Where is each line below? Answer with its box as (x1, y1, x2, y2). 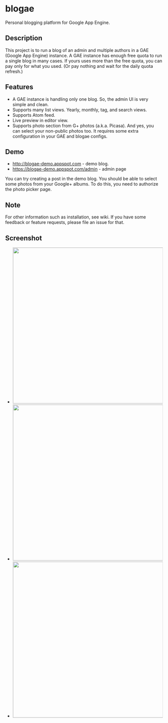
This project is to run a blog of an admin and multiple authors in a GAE (5, 47, 149, 53)
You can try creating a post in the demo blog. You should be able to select (5, 176, 157, 182)
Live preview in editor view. (12, 117, 69, 123)
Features (5, 83, 33, 91)
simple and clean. (12, 101, 49, 107)
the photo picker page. (5, 186, 52, 192)
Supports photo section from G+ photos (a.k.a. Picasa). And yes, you (12, 123, 154, 129)
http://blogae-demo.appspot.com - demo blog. (12, 161, 109, 167)
